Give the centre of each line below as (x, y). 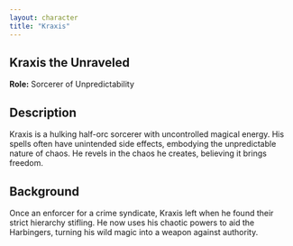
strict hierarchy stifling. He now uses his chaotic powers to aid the (132, 223)
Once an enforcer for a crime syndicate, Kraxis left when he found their (142, 213)
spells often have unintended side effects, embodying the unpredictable (143, 144)
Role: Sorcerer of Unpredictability (72, 84)
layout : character (44, 18)
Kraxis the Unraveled (70, 63)
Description (43, 112)
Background (44, 191)
